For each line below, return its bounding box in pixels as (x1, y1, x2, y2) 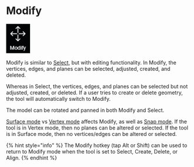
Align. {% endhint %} (6, 154, 58, 161)
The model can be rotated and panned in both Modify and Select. (6, 107, 165, 114)
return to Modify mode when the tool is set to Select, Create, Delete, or (6, 148, 178, 155)
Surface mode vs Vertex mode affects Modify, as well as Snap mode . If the (6, 118, 188, 125)
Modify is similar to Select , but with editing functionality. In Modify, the (6, 59, 177, 66)
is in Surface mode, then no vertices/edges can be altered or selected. (6, 130, 178, 137)
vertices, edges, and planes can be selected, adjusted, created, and (6, 65, 170, 72)
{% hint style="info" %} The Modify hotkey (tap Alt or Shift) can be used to (6, 142, 188, 149)
